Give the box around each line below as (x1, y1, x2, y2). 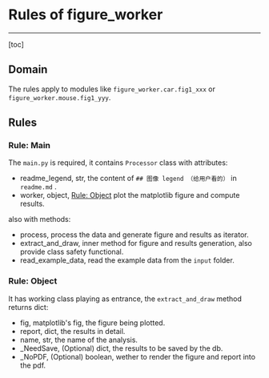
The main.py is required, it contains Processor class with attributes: (8, 158, 228, 167)
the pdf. (19, 360, 46, 370)
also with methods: (8, 215, 71, 224)
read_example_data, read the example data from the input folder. (19, 255, 235, 265)
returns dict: (8, 302, 49, 312)
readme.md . (19, 182, 58, 191)
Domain (8, 62, 48, 77)
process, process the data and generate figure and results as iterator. (19, 230, 249, 239)
